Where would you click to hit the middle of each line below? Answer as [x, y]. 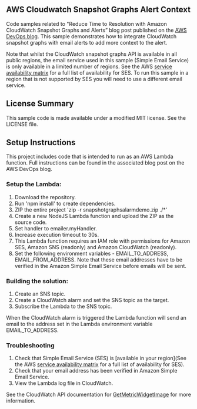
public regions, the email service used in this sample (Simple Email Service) [98, 60]
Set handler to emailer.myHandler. [56, 228]
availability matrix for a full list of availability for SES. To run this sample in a [97, 72]
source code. [31, 222]
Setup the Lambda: [34, 185]
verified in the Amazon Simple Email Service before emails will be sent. [101, 266]
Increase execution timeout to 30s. [56, 234]
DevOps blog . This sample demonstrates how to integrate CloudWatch [91, 36]
